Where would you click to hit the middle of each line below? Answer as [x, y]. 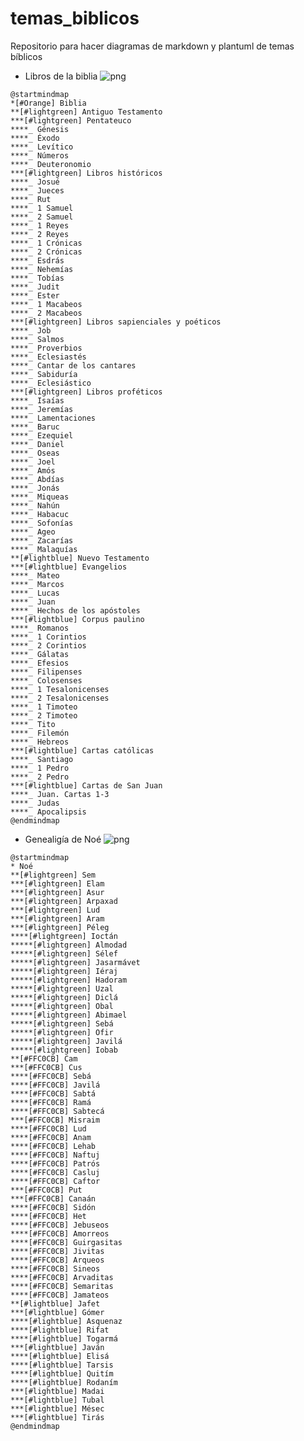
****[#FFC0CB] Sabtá [53, 1093]
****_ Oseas [35, 453]
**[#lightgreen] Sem [53, 875]
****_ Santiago [42, 759]
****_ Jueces [37, 190]
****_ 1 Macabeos [46, 304]
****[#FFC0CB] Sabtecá [57, 1111]
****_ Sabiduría [44, 374]
